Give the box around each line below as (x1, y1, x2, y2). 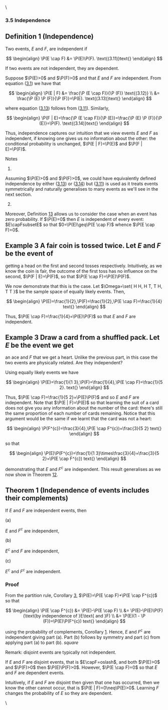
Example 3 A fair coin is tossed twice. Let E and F (5, 242, 161, 250)
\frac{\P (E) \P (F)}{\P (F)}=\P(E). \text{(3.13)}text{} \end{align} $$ (17, 95, 152, 101)
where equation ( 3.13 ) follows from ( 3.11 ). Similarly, (5, 105, 110, 111)
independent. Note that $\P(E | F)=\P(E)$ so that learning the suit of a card (5, 400, 159, 406)
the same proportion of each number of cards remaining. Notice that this (5, 410, 155, 417)
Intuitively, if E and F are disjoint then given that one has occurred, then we (5, 679, 159, 685)
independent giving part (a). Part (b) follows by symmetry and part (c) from (5, 634, 160, 640)
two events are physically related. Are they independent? (5, 360, 123, 366)
